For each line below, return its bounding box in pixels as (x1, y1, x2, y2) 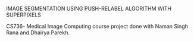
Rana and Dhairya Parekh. (6, 29, 70, 36)
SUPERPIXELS (6, 11, 42, 18)
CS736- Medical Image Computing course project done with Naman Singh (6, 23, 189, 30)
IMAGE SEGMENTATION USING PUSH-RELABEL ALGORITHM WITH (6, 5, 171, 12)
